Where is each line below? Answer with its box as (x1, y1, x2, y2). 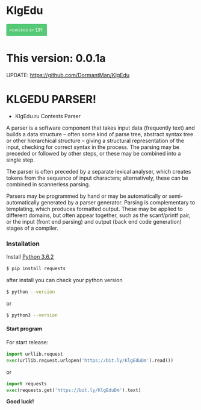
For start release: (6, 338, 49, 345)
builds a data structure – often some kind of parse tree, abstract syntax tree (6, 130, 194, 137)
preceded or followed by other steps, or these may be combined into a (6, 150, 181, 157)
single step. (6, 156, 35, 163)
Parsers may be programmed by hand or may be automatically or (6, 192, 167, 200)
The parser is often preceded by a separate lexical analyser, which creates (6, 168, 191, 175)
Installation (6, 239, 40, 248)
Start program (6, 325, 42, 332)
